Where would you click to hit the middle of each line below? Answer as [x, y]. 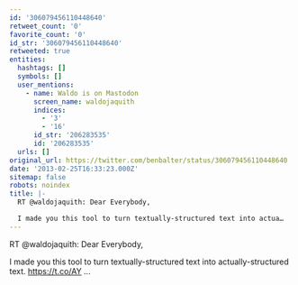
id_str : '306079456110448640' [66, 43]
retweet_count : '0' [46, 26]
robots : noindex [40, 186]
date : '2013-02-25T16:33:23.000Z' [74, 169]
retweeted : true [40, 51]
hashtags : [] [42, 69]
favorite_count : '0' [48, 34]
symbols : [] [40, 77]
